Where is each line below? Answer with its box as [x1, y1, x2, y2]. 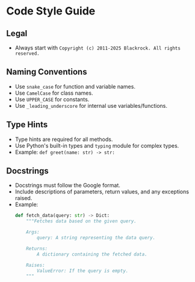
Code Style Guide [6, 4, 96, 18]
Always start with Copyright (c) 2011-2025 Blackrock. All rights [14, 44, 181, 51]
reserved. [14, 51, 40, 57]
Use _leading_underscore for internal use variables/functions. [14, 102, 167, 109]
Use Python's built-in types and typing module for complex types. [14, 142, 179, 149]
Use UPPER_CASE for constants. [14, 95, 90, 103]
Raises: [26, 262, 45, 268]
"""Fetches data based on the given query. [26, 218, 137, 224]
